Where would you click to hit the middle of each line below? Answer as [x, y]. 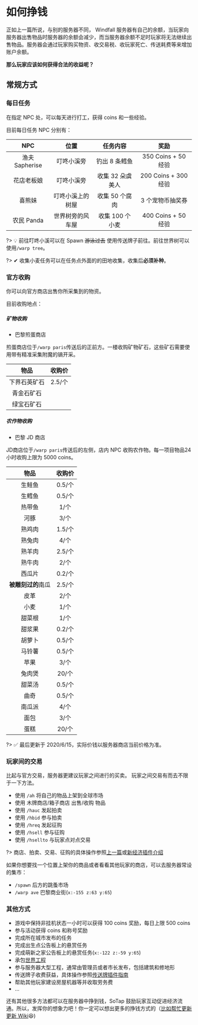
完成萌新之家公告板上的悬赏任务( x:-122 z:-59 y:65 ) [78, 953]
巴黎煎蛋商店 [30, 334]
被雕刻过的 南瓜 [30, 585]
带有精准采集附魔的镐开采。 [44, 354]
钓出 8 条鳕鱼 [115, 161]
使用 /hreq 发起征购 [38, 825]
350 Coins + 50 [164, 156]
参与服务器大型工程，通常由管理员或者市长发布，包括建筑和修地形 [95, 968]
